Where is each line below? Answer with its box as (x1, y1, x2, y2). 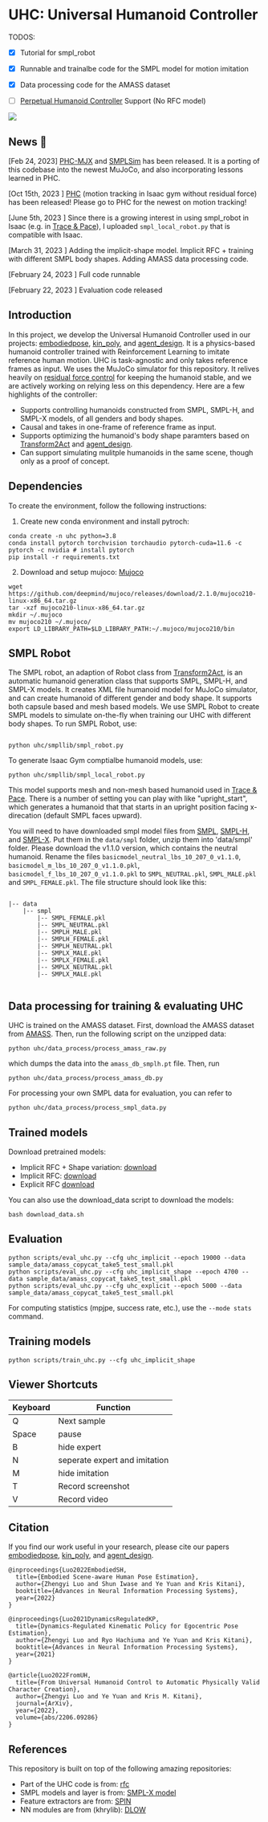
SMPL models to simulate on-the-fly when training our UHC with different (8, 711, 251, 720)
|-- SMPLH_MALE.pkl (37, 928, 103, 936)
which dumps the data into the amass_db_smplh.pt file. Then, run (8, 1058, 220, 1069)
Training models (8, 1335, 91, 1348)
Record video (58, 1494, 108, 1505)
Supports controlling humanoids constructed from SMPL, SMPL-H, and (19, 405, 254, 414)
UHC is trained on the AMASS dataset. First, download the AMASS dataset (8, 1021, 254, 1030)
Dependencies (8, 479, 83, 493)
